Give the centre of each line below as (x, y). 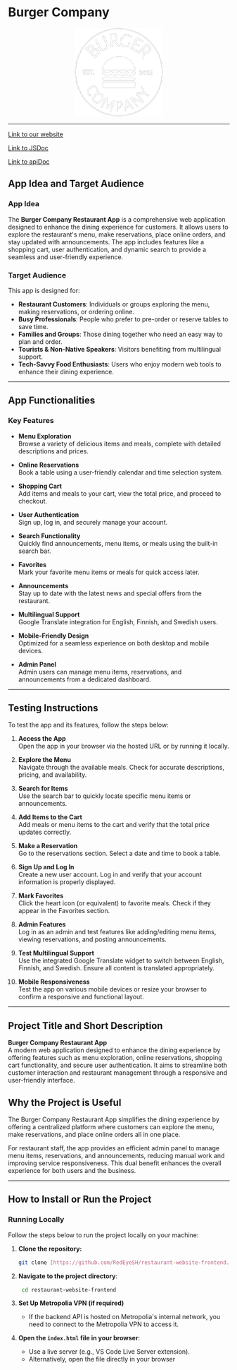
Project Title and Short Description (85, 1026)
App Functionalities (52, 401)
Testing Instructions (53, 708)
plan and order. (40, 341)
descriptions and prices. (53, 451)
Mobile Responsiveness (54, 982)
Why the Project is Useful (65, 1102)
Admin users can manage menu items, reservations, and (100, 672)
